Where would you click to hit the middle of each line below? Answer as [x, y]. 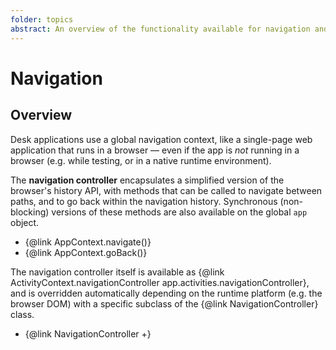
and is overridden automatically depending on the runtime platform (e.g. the [166, 293]
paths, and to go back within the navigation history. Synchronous [144, 201]
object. [25, 222]
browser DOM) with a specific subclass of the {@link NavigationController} [164, 303]
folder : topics [42, 19]
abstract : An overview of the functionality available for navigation [160, 29]
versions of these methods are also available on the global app [179, 212]
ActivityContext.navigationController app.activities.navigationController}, [160, 282]
